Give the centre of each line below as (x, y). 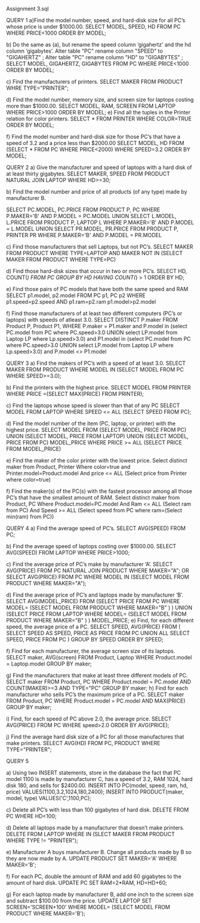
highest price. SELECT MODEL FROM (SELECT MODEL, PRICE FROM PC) (96, 430)
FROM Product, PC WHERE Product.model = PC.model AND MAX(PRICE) (96, 701)
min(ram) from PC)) (30, 517)
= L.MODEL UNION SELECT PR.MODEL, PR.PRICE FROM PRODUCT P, (93, 229)
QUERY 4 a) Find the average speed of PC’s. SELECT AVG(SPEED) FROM (96, 528)
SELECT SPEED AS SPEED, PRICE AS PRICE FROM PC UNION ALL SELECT (98, 633)
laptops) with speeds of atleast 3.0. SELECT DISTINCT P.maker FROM (92, 320)
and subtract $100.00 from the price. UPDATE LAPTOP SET (79, 901)
